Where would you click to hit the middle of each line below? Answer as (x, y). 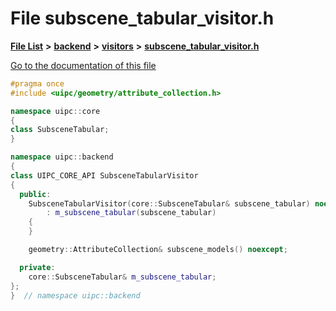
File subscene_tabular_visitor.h (142, 18)
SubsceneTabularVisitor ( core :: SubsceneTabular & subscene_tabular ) (169, 203)
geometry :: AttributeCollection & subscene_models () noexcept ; (158, 250)
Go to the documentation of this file (83, 65)
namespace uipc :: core (55, 111)
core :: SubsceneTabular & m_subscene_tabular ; (122, 277)
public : (35, 194)
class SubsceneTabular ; (60, 130)
